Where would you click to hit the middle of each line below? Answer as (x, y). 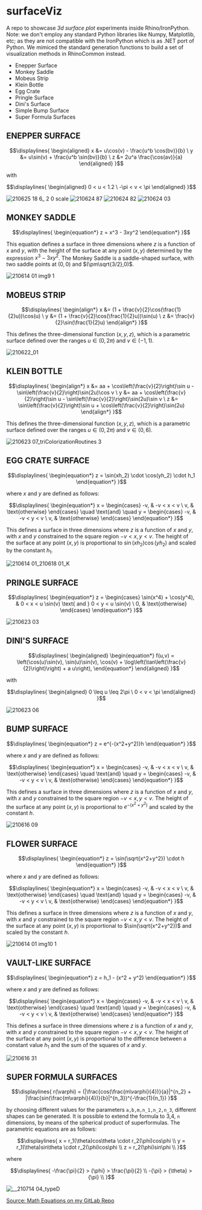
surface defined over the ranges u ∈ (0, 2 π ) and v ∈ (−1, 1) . (80, 341)
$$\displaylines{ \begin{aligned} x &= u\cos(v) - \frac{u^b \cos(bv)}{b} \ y (101, 150)
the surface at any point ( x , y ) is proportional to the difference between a (96, 1038)
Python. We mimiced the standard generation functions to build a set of (95, 47)
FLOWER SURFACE (42, 844)
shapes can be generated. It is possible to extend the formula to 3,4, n (93, 1116)
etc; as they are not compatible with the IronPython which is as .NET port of (100, 41)
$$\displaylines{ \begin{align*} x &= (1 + (71, 309)
